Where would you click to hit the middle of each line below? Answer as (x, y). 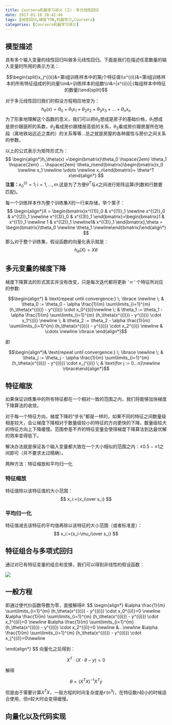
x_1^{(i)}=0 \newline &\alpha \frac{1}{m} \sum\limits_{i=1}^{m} (70, 622)
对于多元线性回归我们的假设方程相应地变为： (52, 101)
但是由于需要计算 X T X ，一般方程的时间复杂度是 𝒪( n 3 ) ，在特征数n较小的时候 (84, 692)
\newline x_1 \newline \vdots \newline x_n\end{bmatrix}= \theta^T (86, 170)
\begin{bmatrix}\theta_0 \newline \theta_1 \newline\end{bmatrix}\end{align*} (86, 227)
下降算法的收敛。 (23, 405)
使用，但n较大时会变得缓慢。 (40, 699)
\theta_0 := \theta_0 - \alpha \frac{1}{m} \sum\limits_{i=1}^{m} (86, 304)
